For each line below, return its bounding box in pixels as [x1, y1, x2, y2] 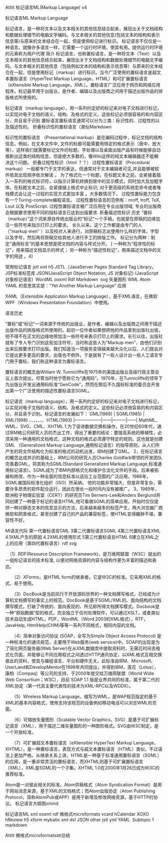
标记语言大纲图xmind [14, 800, 59, 806]
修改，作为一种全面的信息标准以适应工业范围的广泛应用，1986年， [13, 473, 151, 479]
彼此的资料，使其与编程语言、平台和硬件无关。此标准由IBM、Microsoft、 [5, 658, 156, 664]
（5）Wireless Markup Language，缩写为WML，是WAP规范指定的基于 [13, 693, 157, 699]
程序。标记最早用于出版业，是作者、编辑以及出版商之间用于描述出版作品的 [5, 88, 158, 94]
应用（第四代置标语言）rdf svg [13, 540, 77, 546]
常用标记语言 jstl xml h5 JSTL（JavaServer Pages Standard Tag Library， [5, 264, 156, 270]
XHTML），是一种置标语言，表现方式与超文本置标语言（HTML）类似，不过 [5, 746, 158, 752]
